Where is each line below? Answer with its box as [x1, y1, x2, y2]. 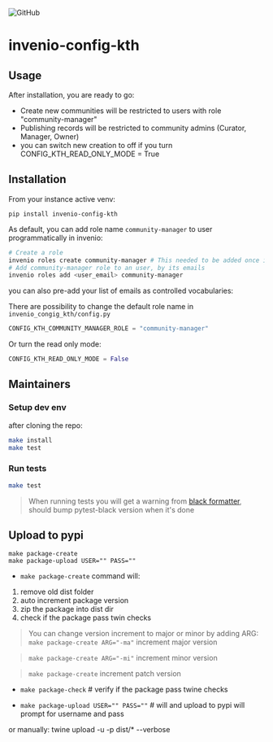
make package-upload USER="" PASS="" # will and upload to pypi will [19, 701, 245, 710]
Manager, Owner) [19, 132, 80, 142]
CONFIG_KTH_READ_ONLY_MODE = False [8, 355, 129, 364]
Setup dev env [8, 402, 67, 413]
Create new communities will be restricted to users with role [19, 106, 222, 116]
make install [8, 436, 53, 444]
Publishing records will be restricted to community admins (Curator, [19, 123, 247, 133]
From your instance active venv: [8, 194, 116, 203]
